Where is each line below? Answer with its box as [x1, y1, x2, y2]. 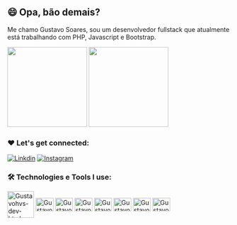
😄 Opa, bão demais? [7, 6, 100, 18]
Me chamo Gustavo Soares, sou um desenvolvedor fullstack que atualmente [7, 25, 230, 33]
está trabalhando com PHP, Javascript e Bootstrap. [7, 33, 157, 41]
